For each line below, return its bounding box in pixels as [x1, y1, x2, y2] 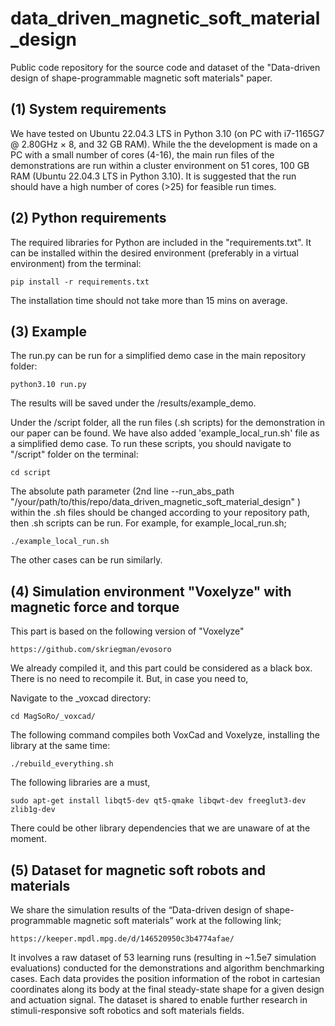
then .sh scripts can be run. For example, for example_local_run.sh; [10, 517, 287, 529]
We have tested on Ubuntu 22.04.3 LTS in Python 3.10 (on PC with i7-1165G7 [10, 127, 325, 139]
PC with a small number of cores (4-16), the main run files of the [10, 148, 275, 161]
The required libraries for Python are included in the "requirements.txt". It [10, 236, 312, 248]
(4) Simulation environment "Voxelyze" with [10, 583, 292, 600]
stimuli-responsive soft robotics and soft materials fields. [10, 1005, 245, 1016]
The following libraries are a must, [10, 777, 151, 789]
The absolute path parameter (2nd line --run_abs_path [10, 485, 235, 497]
